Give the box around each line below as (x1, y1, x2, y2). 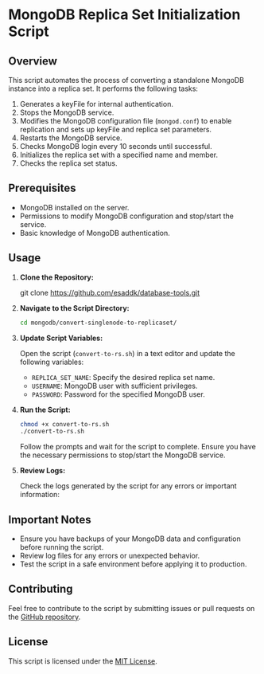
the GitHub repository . (8, 612, 81, 621)
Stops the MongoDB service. (19, 108, 115, 117)
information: (19, 490, 60, 500)
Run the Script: (19, 405, 71, 414)
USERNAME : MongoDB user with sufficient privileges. (31, 381, 198, 390)
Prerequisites (8, 182, 76, 195)
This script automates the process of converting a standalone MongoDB (8, 76, 245, 84)
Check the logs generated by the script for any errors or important (19, 481, 237, 491)
